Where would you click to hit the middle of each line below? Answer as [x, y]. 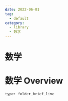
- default [19, 18]
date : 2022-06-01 [22, 9]
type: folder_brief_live [30, 94]
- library [19, 27]
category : [15, 23]
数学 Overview [34, 81]
